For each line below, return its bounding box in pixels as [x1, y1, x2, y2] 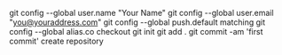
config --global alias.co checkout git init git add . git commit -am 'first [9, 27, 263, 36]
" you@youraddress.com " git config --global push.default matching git [9, 17, 266, 27]
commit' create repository [9, 35, 104, 46]
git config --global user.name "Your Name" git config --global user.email [9, 8, 274, 18]
